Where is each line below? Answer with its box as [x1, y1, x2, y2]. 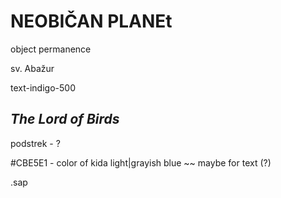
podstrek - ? [10, 137, 61, 149]
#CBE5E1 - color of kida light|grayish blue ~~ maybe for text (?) [10, 156, 272, 169]
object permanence [10, 43, 92, 55]
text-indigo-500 [10, 81, 76, 94]
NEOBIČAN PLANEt [10, 10, 173, 33]
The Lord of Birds [10, 111, 120, 128]
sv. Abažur [10, 62, 55, 74]
